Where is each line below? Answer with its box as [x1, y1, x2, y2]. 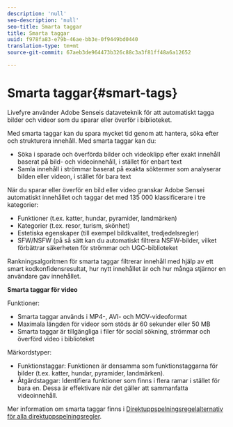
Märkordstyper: [7, 348, 52, 356]
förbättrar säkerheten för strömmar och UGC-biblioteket [17, 243, 178, 251]
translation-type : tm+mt [7, 42, 79, 49]
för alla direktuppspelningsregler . [7, 412, 102, 420]
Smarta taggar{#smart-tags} [7, 85, 178, 101]
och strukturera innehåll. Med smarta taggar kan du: [7, 137, 156, 145]
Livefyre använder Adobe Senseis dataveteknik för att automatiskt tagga [7, 108, 214, 116]
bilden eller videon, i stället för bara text [17, 172, 131, 180]
